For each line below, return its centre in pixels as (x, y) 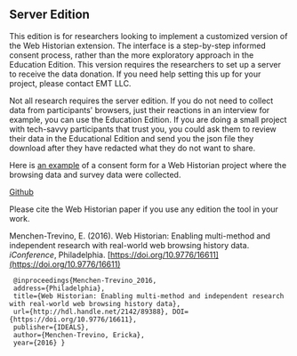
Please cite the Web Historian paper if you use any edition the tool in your (144, 209)
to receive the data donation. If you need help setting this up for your (135, 74)
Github (21, 191)
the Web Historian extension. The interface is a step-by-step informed (138, 45)
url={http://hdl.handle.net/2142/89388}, (91, 311)
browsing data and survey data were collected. (95, 174)
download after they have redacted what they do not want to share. (132, 148)
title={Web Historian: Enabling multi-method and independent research (148, 296)
